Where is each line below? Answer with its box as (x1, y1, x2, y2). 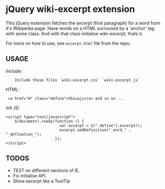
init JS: (5, 105, 20, 111)
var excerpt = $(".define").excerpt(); (59, 123, 142, 128)
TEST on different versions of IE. (12, 167, 80, 173)
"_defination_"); (5, 132, 42, 137)
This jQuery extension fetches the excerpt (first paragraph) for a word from (5, 20, 160, 26)
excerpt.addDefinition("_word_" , (59, 127, 131, 133)
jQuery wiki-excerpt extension (5, 3, 135, 15)
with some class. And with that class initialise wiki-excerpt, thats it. (5, 30, 143, 36)
